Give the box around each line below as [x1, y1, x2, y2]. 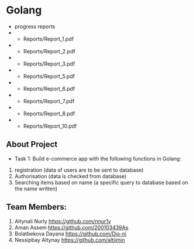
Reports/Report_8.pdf [23, 110, 75, 117]
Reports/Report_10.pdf [23, 122, 77, 129]
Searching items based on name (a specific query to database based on [14, 179, 189, 186]
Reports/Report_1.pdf [23, 35, 74, 42]
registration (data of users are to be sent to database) [14, 166, 144, 173]
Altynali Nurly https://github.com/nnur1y [14, 217, 111, 224]
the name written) [14, 185, 58, 192]
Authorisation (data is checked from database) [14, 172, 127, 179]
